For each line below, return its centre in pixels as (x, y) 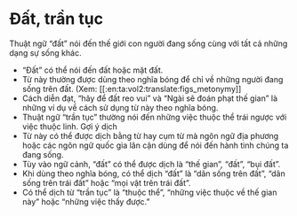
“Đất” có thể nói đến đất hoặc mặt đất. (92, 70)
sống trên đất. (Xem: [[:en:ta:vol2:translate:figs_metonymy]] (132, 89)
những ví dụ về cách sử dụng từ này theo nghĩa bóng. (120, 107)
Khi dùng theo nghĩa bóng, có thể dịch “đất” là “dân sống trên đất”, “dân (154, 174)
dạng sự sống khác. (45, 52)
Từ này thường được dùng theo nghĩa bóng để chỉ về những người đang (153, 79)
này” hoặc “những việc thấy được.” (86, 201)
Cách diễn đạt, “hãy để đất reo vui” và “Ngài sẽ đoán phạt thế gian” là (150, 98)
